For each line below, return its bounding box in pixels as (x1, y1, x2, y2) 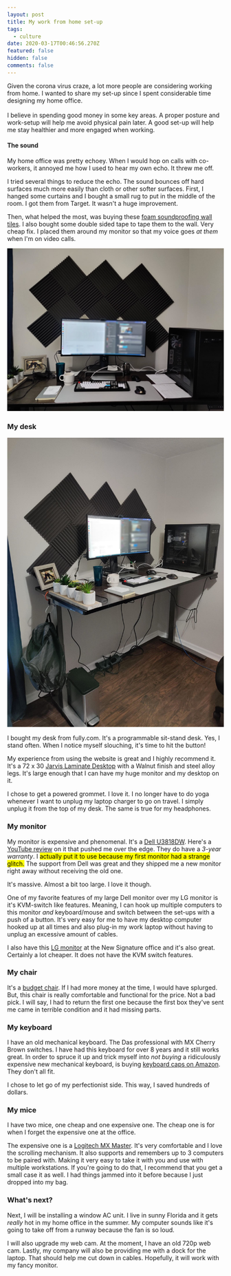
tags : (7, 25, 23, 32)
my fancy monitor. (7, 1261, 58, 1269)
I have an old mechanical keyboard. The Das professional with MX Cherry (7, 1038, 215, 1047)
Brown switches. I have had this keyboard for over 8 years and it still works (7, 1045, 219, 1054)
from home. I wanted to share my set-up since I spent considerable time (7, 89, 212, 97)
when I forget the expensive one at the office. (7, 1128, 136, 1136)
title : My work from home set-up (7, 18, 103, 25)
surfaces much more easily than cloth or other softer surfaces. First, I (7, 185, 204, 193)
